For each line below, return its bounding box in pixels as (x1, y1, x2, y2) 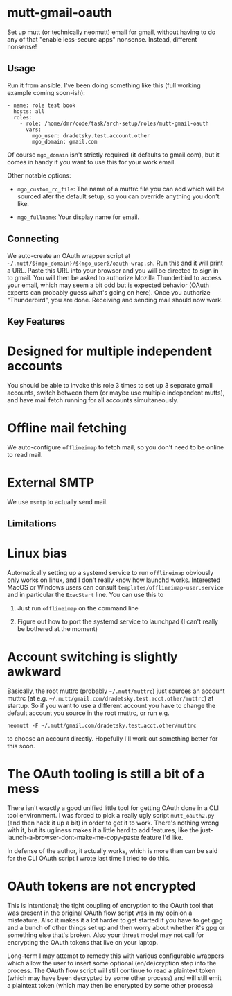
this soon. (7, 742, 36, 750)
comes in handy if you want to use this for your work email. (7, 157, 177, 166)
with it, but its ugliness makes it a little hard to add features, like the (7, 825, 199, 834)
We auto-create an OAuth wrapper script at (7, 251, 131, 259)
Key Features (7, 316, 66, 327)
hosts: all (13, 108, 45, 115)
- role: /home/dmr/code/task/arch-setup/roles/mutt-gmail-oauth (19, 120, 209, 127)
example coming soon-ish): (7, 88, 85, 96)
